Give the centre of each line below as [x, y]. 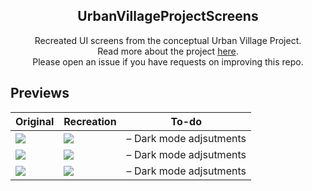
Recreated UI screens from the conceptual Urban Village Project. [168, 40]
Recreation [90, 121]
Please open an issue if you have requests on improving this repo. [168, 61]
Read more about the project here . [168, 51]
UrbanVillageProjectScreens [168, 16]
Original [35, 121]
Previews [40, 93]
